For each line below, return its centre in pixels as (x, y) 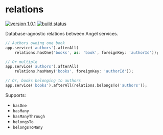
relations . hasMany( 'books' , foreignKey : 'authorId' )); (74, 71)
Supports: (16, 95)
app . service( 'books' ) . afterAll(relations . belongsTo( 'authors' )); (76, 86)
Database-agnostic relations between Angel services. (62, 33)
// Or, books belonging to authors (43, 81)
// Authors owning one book (35, 43)
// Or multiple (21, 62)
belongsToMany (28, 127)
